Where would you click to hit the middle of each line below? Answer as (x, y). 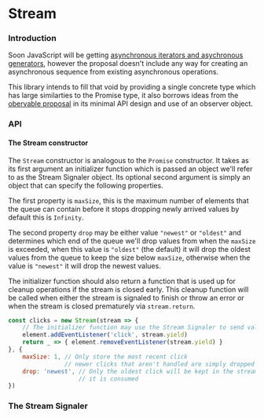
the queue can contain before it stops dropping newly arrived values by (124, 209)
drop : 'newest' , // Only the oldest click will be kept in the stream (140, 371)
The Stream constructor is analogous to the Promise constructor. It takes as (128, 160)
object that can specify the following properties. (86, 185)
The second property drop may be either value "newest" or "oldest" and (125, 232)
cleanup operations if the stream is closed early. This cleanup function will (128, 289)
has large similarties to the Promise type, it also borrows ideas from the (123, 96)
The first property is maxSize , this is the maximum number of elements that (128, 200)
